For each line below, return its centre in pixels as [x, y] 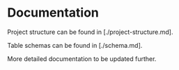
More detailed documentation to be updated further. [82, 59]
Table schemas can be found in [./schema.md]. [75, 45]
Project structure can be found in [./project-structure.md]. [90, 32]
